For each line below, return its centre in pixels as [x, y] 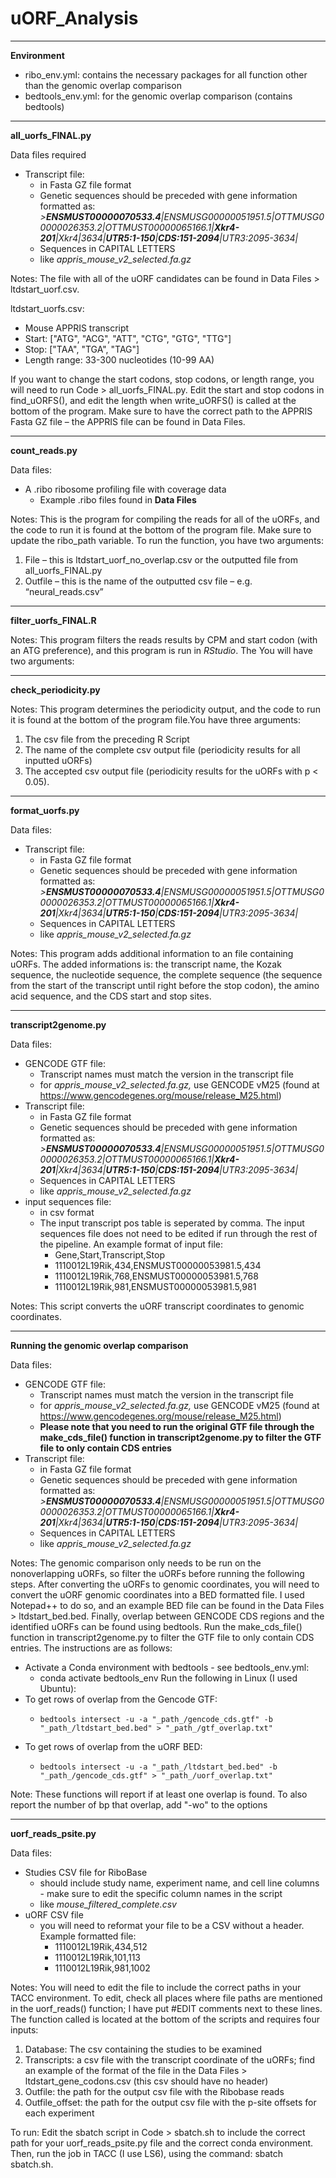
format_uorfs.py [45, 810]
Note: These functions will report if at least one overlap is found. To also [159, 1794]
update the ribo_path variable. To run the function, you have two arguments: [167, 540]
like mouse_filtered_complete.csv [108, 1904]
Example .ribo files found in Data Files [118, 499]
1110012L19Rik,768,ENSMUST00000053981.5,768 [156, 1276]
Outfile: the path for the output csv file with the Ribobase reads [154, 2091]
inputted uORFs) [58, 760]
